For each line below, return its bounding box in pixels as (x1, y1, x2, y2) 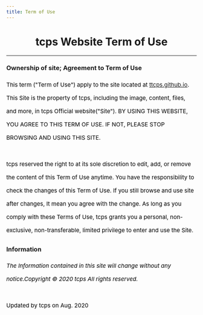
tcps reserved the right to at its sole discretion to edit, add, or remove (6, 160, 192, 168)
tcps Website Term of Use (35, 34, 168, 48)
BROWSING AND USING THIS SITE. (6, 134, 101, 141)
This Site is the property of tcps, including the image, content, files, (6, 94, 185, 102)
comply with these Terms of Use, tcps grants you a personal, (6, 213, 169, 221)
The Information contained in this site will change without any (6, 262, 171, 270)
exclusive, (6, 226, 33, 234)
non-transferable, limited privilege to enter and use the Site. (34, 226, 194, 234)
